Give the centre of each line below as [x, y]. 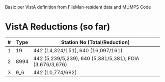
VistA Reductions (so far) [58, 27]
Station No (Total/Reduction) [96, 42]
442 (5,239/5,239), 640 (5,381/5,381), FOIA [86, 58]
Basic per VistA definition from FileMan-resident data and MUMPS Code [78, 7]
